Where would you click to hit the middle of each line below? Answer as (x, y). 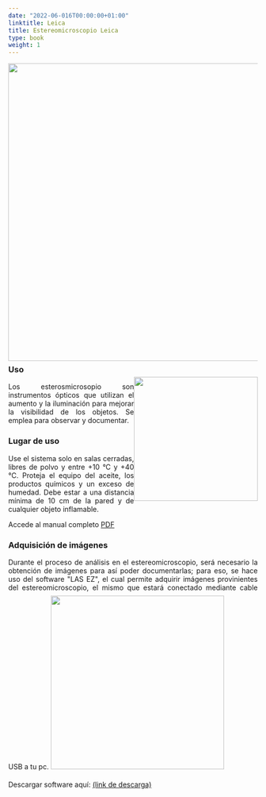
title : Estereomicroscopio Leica (63, 30)
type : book (26, 38)
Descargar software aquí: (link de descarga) (80, 785)
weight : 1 (25, 45)
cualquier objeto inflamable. (53, 509)
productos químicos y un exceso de (71, 483)
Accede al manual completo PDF (61, 524)
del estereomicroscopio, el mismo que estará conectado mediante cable (133, 587)
